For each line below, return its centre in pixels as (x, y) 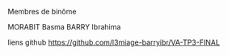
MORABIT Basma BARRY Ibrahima (64, 27)
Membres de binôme (42, 12)
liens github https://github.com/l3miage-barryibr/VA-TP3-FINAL (114, 42)
